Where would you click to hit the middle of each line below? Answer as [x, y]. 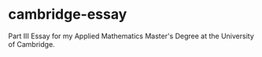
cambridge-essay [68, 14]
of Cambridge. [31, 44]
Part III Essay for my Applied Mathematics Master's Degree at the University [131, 36]
